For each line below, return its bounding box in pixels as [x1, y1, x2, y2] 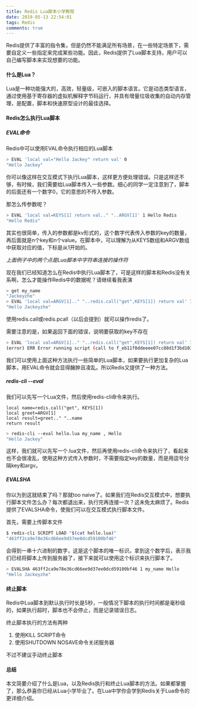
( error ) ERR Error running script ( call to [6, 345, 114, 351]
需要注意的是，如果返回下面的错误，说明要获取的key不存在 [6, 328, 148, 335]
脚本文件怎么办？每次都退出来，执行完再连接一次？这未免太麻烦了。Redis [11, 499, 189, 506]
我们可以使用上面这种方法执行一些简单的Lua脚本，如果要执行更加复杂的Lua [6, 356, 189, 363]
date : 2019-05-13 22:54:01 [6, 14, 72, 20]
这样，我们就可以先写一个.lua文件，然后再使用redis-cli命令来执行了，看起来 [6, 447, 189, 455]
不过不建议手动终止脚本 [6, 651, 63, 658]
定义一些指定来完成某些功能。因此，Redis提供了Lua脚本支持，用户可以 [16, 49, 188, 56]
